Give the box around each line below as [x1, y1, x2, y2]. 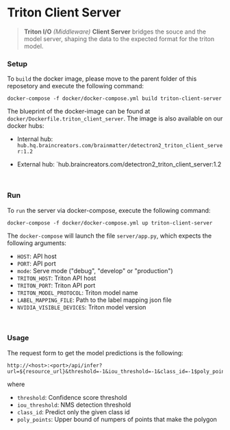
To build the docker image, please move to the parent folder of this [7, 75, 197, 83]
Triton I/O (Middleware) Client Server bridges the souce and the [23, 27, 207, 36]
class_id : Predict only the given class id [16, 407, 130, 416]
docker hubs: [7, 122, 44, 130]
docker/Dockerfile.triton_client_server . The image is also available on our [7, 114, 223, 123]
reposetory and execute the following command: [7, 82, 144, 90]
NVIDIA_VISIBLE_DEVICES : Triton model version [16, 303, 146, 311]
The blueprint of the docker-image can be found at [7, 107, 151, 116]
